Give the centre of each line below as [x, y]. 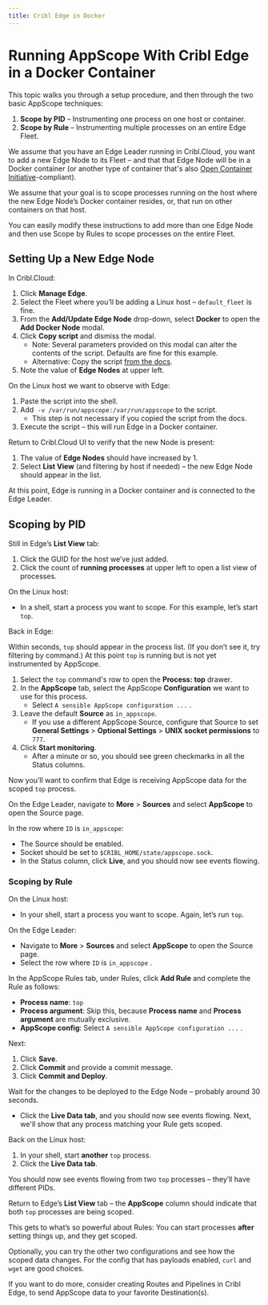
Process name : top [52, 1003]
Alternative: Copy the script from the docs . [102, 362]
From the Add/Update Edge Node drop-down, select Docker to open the [140, 319]
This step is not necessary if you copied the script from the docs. [139, 419]
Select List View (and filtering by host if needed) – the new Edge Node [136, 467]
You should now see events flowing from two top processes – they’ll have [129, 1179]
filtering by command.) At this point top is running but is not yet [112, 655]
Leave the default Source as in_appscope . [88, 714]
